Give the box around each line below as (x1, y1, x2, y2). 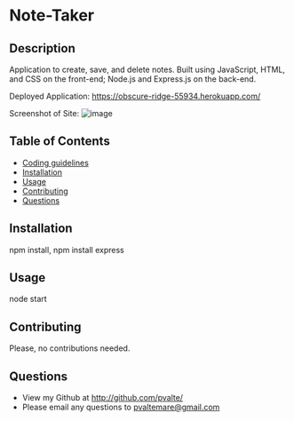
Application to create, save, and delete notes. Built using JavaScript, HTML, (9, 64, 286, 75)
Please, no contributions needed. (9, 343, 131, 353)
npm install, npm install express (9, 244, 124, 255)
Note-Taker (9, 5, 95, 26)
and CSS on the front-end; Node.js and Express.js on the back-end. (9, 74, 257, 84)
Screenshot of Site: (9, 108, 80, 118)
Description (9, 41, 75, 56)
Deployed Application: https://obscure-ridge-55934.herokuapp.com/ (9, 91, 261, 101)
